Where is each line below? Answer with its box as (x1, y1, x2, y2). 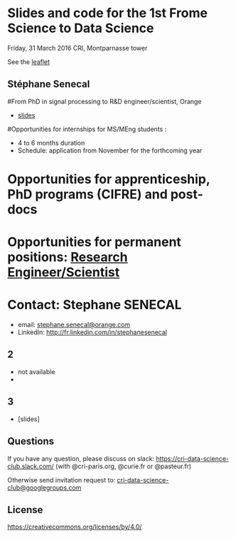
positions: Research (7, 249, 128, 265)
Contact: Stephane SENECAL (7, 297, 183, 313)
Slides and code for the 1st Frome (7, 5, 208, 21)
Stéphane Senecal (7, 78, 90, 90)
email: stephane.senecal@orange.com (17, 321, 131, 329)
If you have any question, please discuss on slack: (7, 454, 155, 462)
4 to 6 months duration (17, 138, 85, 147)
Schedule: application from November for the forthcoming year (17, 146, 203, 155)
